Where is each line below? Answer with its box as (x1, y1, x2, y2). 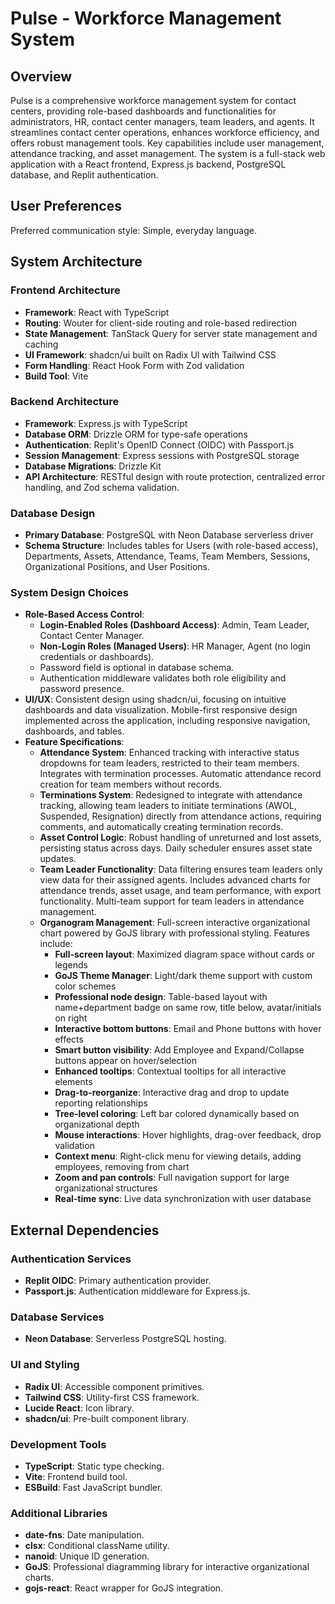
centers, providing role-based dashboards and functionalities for (10, 105, 277, 117)
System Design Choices (10, 586, 129, 600)
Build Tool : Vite (24, 370, 89, 382)
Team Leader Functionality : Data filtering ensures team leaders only (39, 863, 323, 876)
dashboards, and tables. (24, 725, 125, 737)
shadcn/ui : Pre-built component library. (24, 1412, 190, 1424)
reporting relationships (54, 1097, 148, 1109)
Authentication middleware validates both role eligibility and (39, 672, 287, 684)
